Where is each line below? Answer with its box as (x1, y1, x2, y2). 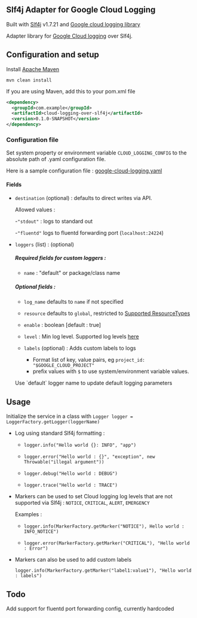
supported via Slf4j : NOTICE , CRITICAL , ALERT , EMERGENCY (14, 499, 150, 507)
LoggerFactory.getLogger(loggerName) (6, 419, 100, 425)
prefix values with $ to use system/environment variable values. (32, 368, 189, 375)
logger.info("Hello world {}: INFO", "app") (23, 443, 137, 449)
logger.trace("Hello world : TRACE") (23, 482, 118, 489)
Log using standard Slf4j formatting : (14, 429, 105, 437)
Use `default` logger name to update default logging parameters (14, 380, 173, 387)
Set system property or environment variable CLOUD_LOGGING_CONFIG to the (6, 149, 187, 156)
